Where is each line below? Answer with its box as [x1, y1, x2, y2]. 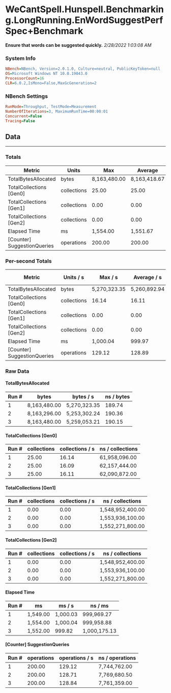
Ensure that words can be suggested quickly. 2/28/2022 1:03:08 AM [5, 42, 152, 48]
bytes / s [72, 393, 94, 400]
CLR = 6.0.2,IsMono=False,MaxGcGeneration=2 [5, 80, 97, 86]
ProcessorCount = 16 [5, 75, 44, 81]
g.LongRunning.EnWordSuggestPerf [5, 14, 163, 26]
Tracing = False [5, 118, 36, 123]
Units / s [63, 273, 84, 281]
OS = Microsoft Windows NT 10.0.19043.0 [5, 71, 88, 76]
